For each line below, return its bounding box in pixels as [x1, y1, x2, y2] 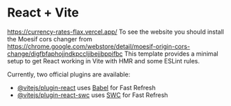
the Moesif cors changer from [7, 34, 93, 43]
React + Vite [7, 5, 80, 21]
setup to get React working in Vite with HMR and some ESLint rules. [7, 56, 201, 65]
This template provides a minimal [124, 50, 219, 58]
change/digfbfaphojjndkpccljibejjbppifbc [7, 50, 123, 58]
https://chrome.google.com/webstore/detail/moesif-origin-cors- [7, 42, 190, 50]
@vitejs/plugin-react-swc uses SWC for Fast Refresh [17, 91, 168, 99]
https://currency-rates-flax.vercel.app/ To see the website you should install [7, 28, 225, 36]
